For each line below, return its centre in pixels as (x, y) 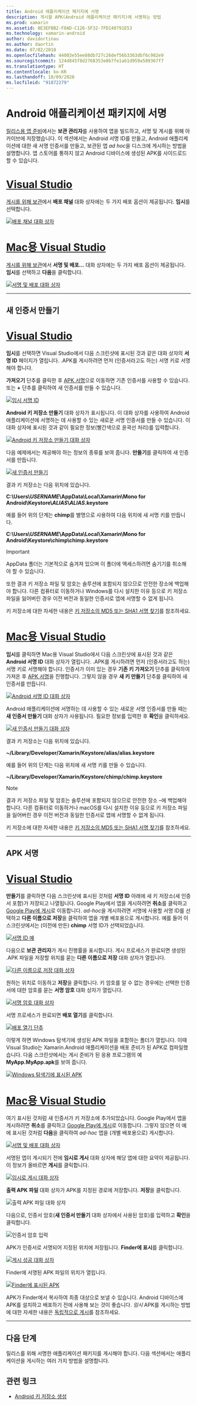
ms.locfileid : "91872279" (38, 83)
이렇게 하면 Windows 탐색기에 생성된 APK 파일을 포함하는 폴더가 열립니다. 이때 (97, 1040)
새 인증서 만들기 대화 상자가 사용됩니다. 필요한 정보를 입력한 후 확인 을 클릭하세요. (98, 716)
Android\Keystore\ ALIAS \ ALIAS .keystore (57, 503)
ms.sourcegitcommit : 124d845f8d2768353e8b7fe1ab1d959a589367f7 (85, 61)
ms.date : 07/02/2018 (31, 50)
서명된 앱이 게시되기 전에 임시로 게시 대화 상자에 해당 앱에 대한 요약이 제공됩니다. (98, 1158)
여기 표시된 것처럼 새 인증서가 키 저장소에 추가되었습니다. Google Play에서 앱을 (96, 1118)
